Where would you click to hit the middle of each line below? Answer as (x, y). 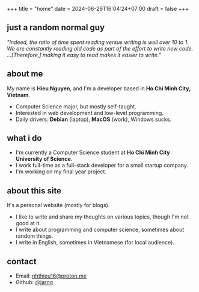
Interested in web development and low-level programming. (90, 113)
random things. (34, 236)
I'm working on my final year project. (61, 172)
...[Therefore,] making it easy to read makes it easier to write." (84, 55)
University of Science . (44, 159)
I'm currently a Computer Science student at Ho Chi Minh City (93, 152)
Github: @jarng (34, 282)
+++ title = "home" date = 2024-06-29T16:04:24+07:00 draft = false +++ (98, 9)
